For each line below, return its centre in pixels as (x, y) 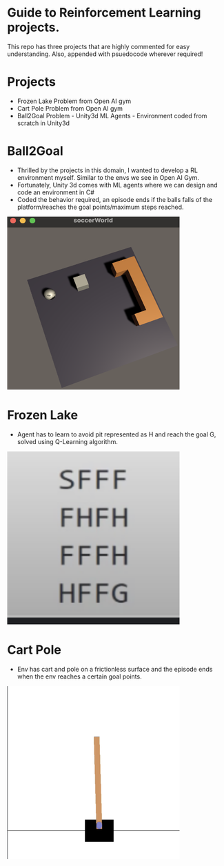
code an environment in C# (56, 192)
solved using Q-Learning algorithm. (68, 441)
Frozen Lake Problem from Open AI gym (74, 101)
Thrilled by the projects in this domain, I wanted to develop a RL (108, 170)
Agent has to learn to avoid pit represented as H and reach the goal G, (116, 434)
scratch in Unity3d (43, 123)
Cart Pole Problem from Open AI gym (70, 108)
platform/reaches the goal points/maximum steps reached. (100, 207)
